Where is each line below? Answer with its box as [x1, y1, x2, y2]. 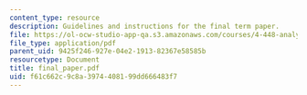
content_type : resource [9, 13, 101, 23]
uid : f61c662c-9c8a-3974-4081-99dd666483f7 [9, 72, 178, 81]
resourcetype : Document [9, 55, 101, 64]
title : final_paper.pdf [9, 64, 101, 73]
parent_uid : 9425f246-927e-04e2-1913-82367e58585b [9, 47, 206, 56]
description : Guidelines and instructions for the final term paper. [9, 22, 281, 31]
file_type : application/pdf [9, 38, 117, 48]
